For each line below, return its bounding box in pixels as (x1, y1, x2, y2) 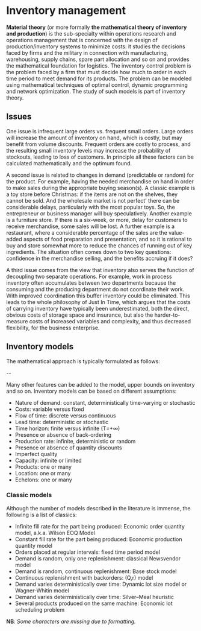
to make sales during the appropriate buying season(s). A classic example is (6, 184, 196, 191)
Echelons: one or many (14, 476, 72, 483)
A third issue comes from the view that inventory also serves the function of (6, 266, 194, 273)
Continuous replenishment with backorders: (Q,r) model (14, 574, 153, 581)
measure (6, 317, 28, 325)
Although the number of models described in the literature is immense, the (6, 504, 191, 512)
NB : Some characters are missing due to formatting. (6, 618, 137, 625)
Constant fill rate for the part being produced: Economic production (14, 535, 182, 543)
